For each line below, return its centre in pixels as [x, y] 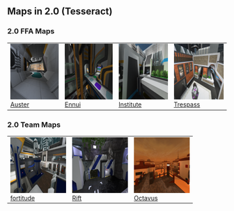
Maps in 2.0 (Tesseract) [60, 11]
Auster [20, 104]
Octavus [146, 198]
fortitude [23, 198]
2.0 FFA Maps [31, 31]
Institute [130, 104]
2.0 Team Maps [34, 125]
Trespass [187, 104]
